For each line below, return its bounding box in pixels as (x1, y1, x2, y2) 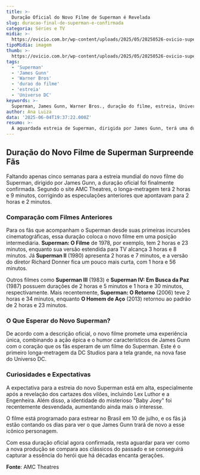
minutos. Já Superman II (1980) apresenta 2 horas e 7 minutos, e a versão (6, 252, 189, 259)
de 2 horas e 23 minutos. (6, 302, 67, 309)
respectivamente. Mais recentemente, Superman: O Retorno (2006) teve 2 (6, 289, 190, 296)
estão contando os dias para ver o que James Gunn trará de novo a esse (6, 421, 185, 428)
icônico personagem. (6, 427, 58, 434)
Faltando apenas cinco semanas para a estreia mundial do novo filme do (6, 173, 184, 180)
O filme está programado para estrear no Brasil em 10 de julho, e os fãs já (6, 415, 186, 422)
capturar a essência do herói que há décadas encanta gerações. (6, 452, 165, 459)
